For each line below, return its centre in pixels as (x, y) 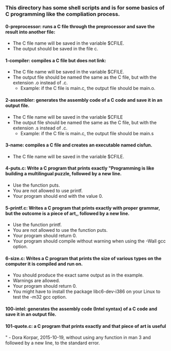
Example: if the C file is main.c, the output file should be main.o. (88, 88)
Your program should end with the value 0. (58, 196)
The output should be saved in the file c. (55, 49)
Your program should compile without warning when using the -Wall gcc (89, 241)
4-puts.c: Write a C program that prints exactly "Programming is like (80, 168)
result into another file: (30, 32)
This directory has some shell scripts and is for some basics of (85, 8)
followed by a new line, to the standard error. (53, 343)
